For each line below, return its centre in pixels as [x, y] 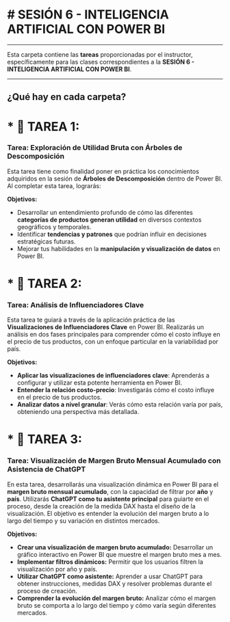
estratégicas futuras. [46, 241]
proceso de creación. [47, 591]
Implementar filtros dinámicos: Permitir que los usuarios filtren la [110, 562]
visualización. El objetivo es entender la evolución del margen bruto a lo [108, 513]
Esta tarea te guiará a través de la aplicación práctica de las [91, 320]
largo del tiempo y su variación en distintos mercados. [84, 521]
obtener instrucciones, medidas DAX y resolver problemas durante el [114, 583]
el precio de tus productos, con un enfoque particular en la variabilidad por [113, 341]
